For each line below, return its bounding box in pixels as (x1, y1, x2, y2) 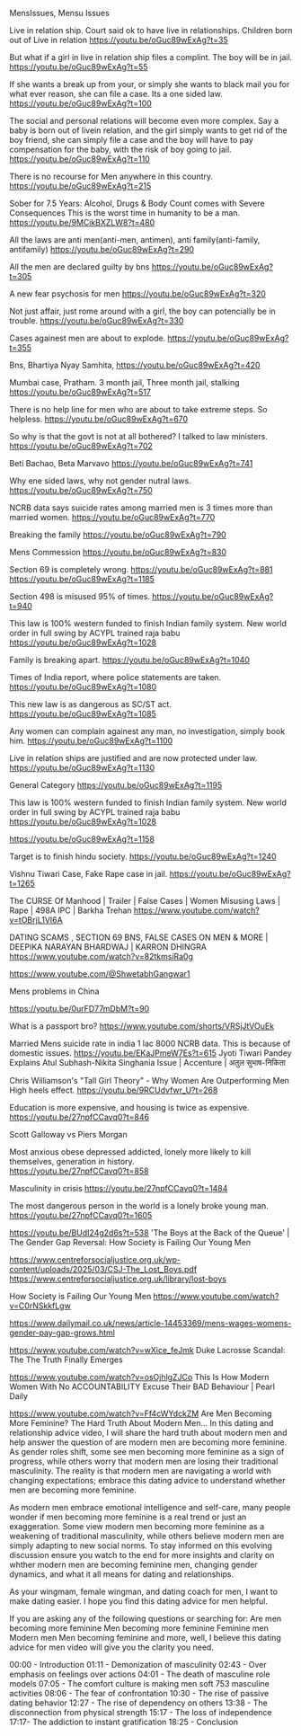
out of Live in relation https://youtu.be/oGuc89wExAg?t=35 (9, 35, 228, 45)
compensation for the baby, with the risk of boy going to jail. (9, 144, 232, 155)
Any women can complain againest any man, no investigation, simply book (9, 726, 286, 736)
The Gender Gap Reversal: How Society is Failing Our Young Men (9, 1237, 252, 1247)
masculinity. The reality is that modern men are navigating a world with (9, 1466, 271, 1476)
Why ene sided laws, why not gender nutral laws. (9, 475, 191, 486)
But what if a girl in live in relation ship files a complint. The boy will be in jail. (9, 52, 293, 62)
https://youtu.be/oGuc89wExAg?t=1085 (9, 709, 157, 719)
